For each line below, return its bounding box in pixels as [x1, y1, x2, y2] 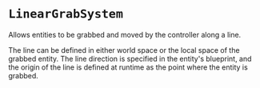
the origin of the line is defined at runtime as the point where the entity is [8, 62, 248, 72]
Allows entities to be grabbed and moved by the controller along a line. [8, 30, 242, 39]
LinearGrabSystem [8, 6, 124, 22]
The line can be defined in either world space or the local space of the [8, 45, 240, 54]
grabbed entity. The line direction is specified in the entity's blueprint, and [8, 54, 252, 63]
